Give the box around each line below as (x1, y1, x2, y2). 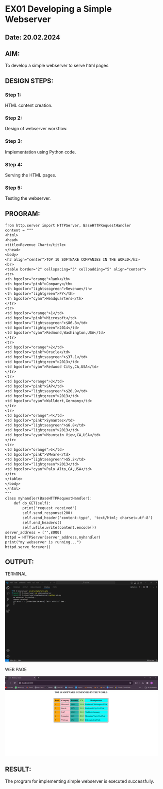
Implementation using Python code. (5, 149, 76, 154)
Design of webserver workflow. (5, 126, 68, 132)
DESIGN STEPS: (5, 77, 54, 85)
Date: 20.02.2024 (5, 33, 61, 41)
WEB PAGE (5, 667, 27, 673)
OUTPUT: (5, 558, 34, 566)
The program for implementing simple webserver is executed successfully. (5, 778, 154, 784)
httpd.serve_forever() (5, 545, 51, 550)
